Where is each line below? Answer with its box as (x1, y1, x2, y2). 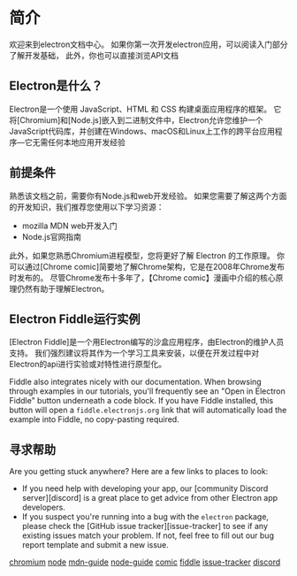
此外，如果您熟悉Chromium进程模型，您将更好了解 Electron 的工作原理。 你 (9, 250, 286, 261)
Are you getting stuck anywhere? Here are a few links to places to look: (9, 466, 269, 477)
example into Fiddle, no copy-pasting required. (9, 414, 179, 425)
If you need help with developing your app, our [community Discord (21, 483, 269, 494)
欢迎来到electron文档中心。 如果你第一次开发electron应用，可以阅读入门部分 (9, 39, 288, 50)
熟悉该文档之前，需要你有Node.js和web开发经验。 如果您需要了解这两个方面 (9, 190, 287, 201)
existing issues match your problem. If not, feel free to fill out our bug (21, 530, 274, 541)
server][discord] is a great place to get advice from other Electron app (21, 493, 278, 503)
